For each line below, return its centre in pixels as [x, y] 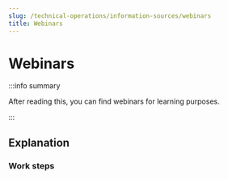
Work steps [32, 165]
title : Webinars [36, 23]
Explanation [39, 143]
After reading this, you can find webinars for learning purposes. [114, 101]
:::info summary [34, 86]
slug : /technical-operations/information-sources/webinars [110, 16]
